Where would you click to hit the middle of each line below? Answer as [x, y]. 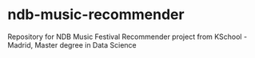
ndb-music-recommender [96, 15]
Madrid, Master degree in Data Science [72, 44]
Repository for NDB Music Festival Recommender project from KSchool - [127, 37]
